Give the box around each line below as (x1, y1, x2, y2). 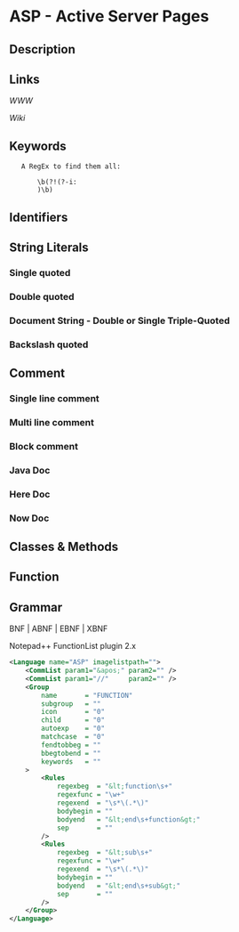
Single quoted (9, 266, 71, 279)
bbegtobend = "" (41, 749, 101, 758)
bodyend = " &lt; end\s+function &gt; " (56, 814, 201, 824)
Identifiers (9, 209, 68, 224)
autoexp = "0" (41, 724, 105, 733)
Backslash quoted (9, 338, 89, 351)
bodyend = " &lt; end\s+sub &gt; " (56, 881, 180, 890)
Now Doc (9, 512, 50, 524)
